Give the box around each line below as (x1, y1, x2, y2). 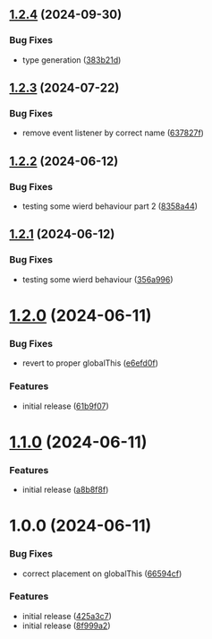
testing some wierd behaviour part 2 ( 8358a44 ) (21, 201, 199, 212)
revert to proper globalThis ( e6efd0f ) (21, 358, 159, 368)
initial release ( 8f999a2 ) (21, 620, 111, 631)
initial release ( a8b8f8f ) (21, 484, 109, 496)
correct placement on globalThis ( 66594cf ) (21, 568, 182, 579)
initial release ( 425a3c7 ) (21, 610, 112, 621)
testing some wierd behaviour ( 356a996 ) (21, 273, 174, 285)
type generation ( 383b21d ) (21, 54, 122, 65)
